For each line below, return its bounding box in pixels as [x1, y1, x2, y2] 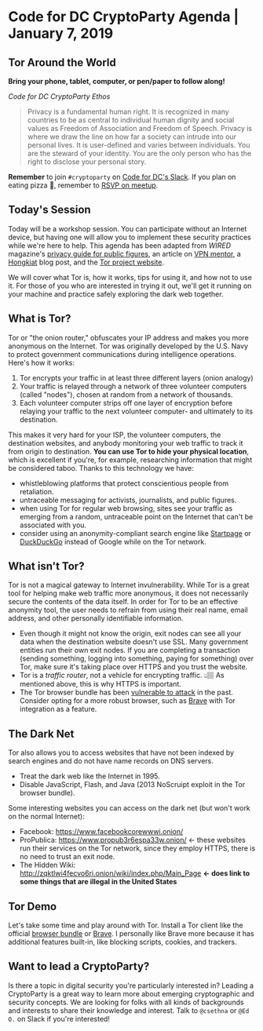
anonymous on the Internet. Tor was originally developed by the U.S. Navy [8, 341, 249, 351]
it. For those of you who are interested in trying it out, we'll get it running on [8, 281, 252, 290]
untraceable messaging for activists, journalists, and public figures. [19, 495, 237, 505]
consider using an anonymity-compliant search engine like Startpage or [19, 528, 251, 537]
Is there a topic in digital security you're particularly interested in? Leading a [8, 981, 254, 990]
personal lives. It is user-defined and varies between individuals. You [27, 140, 250, 149]
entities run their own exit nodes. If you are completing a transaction [19, 646, 241, 655]
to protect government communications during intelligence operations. [8, 349, 237, 359]
